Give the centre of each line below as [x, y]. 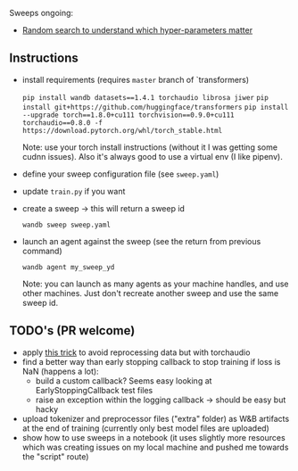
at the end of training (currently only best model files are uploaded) [145, 428]
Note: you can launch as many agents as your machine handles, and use [155, 284]
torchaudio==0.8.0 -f [62, 123]
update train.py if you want [74, 191]
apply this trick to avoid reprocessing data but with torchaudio [136, 352]
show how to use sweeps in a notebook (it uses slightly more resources [153, 437]
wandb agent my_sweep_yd [68, 267]
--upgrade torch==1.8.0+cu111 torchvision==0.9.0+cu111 [128, 115]
